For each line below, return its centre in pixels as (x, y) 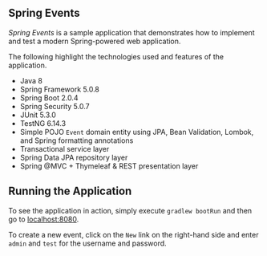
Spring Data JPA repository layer (74, 157)
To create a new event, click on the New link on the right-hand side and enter (133, 234)
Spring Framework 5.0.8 (60, 89)
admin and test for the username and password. (87, 243)
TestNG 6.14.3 (43, 123)
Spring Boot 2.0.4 (49, 98)
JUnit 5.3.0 (38, 115)
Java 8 (31, 80)
